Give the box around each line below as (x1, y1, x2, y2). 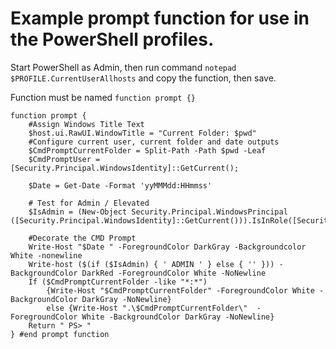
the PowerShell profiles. (10, 28, 215, 51)
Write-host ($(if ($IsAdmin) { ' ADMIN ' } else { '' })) (28, 259, 275, 269)
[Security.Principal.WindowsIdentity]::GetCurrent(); (10, 163, 240, 173)
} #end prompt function (10, 329, 110, 339)
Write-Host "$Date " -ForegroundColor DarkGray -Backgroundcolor (28, 242, 307, 252)
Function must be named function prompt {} (10, 91, 196, 103)
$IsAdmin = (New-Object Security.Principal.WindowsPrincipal (28, 207, 288, 217)
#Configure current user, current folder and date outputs (28, 137, 280, 147)
